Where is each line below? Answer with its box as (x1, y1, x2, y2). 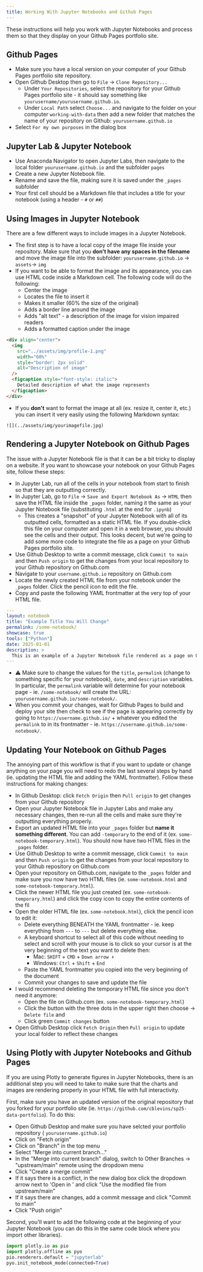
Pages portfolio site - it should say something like (24, 92, 147, 99)
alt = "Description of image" (17, 365, 88, 371)
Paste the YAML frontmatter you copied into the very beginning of (24, 966, 188, 974)
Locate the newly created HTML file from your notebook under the (14, 576, 181, 584)
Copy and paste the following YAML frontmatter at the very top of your (14, 589, 191, 596)
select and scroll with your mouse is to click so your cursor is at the (24, 940, 192, 947)
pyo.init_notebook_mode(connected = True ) (6, 1260, 110, 1266)
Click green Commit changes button (24, 1017, 110, 1025)
